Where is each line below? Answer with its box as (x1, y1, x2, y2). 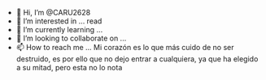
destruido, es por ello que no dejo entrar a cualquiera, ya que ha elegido (15, 54, 259, 64)
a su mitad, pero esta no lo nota (15, 63, 123, 72)
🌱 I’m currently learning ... (15, 25, 103, 34)
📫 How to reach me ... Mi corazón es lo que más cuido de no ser (15, 43, 234, 52)
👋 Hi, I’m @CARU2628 (15, 8, 91, 17)
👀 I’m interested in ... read (15, 16, 102, 26)
